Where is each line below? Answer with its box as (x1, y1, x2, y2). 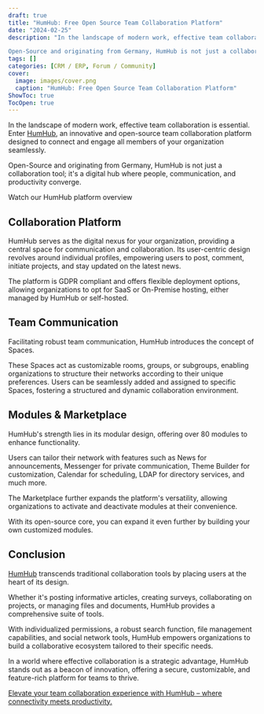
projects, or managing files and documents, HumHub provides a (8, 601, 215, 610)
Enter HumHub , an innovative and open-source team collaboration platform (8, 129, 252, 138)
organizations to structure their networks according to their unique (8, 369, 224, 378)
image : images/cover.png (15, 76, 97, 85)
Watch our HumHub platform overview (8, 193, 133, 202)
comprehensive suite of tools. (8, 609, 104, 618)
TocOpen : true (8, 99, 55, 107)
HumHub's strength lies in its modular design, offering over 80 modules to (8, 429, 247, 439)
